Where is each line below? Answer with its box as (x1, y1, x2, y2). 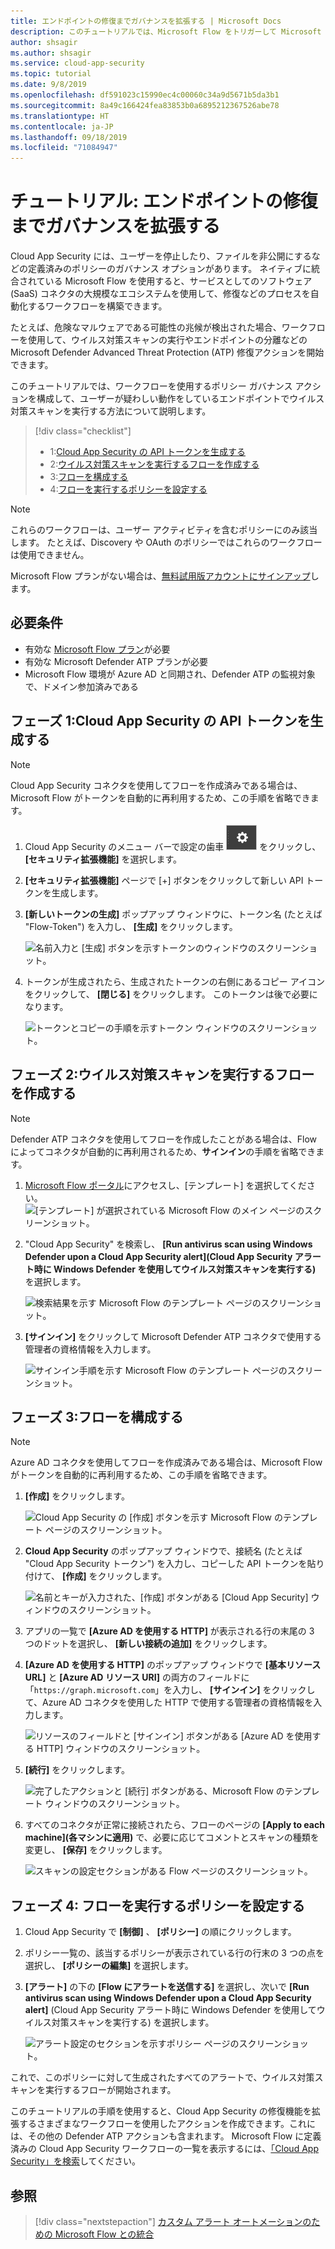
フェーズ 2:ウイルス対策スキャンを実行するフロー (10, 1066, 315, 1084)
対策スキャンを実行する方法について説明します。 (10, 405, 212, 417)
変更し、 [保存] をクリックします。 (24, 1844, 168, 1856)
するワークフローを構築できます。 (27, 300, 168, 312)
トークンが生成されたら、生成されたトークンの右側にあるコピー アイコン (24, 975, 326, 987)
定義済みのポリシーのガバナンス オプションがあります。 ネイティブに (27, 263, 312, 275)
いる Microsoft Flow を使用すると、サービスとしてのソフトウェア (44, 275, 313, 287)
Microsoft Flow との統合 (54, 2228, 155, 2240)
